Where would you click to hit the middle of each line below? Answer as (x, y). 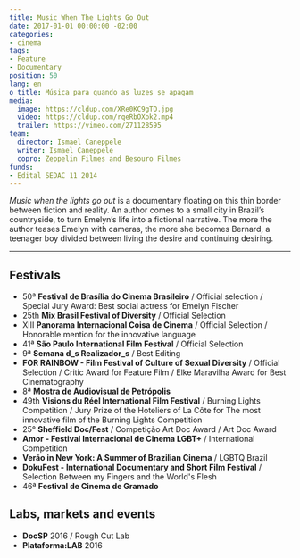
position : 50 (33, 76)
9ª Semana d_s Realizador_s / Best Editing (101, 354)
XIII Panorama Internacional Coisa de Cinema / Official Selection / (145, 325)
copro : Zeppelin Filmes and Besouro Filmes (99, 158)
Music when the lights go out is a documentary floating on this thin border (145, 201)
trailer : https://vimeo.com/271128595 (90, 126)
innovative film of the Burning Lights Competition (112, 420)
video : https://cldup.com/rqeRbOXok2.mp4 (96, 117)
